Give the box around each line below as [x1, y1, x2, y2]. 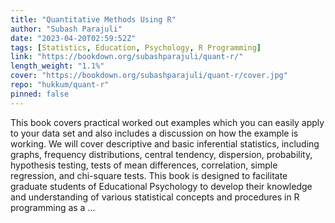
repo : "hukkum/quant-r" [10, 80, 110, 90]
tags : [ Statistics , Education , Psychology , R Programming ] [10, 42, 262, 53]
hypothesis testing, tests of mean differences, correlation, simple [10, 159, 278, 171]
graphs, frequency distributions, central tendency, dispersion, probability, [10, 148, 313, 160]
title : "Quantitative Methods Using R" [10, 14, 177, 25]
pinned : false [10, 89, 70, 99]
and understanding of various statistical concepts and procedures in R [10, 191, 300, 203]
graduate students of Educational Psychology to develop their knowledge [10, 180, 313, 192]
